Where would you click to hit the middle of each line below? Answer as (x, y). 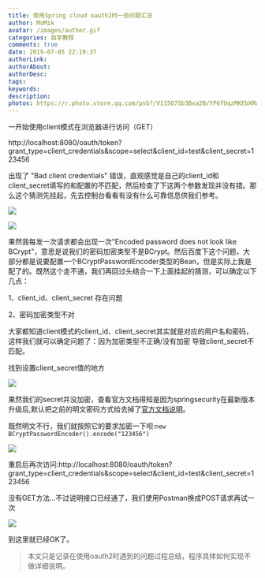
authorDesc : (28, 74)
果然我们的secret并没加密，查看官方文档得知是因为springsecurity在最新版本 (132, 400)
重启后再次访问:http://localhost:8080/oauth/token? (90, 464)
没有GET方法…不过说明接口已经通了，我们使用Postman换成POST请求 (121, 498)
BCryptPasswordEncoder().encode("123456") (79, 434)
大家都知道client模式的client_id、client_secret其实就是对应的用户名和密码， (131, 331)
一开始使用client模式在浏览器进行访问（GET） (83, 127)
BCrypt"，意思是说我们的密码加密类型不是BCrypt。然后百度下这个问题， (126, 252)
